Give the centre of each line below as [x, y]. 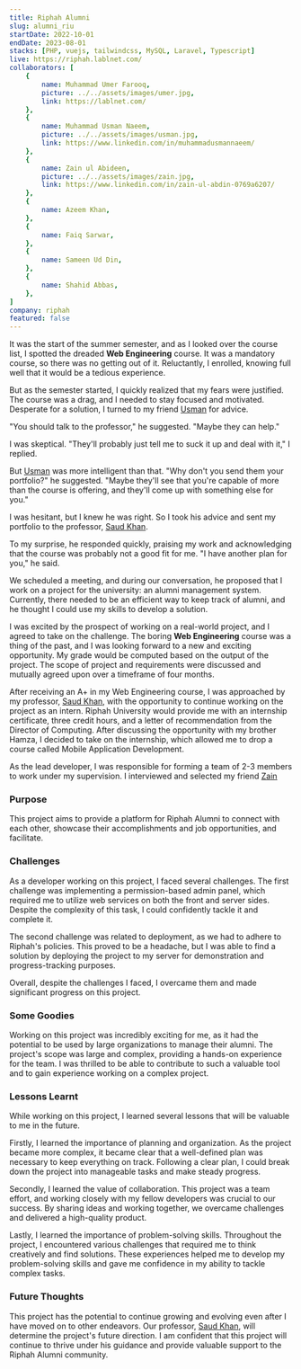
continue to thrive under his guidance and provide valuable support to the [146, 1345]
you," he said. [35, 564]
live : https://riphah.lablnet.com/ [76, 59]
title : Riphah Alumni [50, 18]
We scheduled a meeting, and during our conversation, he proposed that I [146, 581]
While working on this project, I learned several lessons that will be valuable [150, 1116]
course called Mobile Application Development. [97, 749]
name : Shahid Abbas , [80, 285]
